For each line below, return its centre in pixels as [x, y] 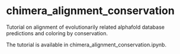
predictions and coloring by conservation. [57, 33]
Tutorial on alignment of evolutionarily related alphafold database [85, 27]
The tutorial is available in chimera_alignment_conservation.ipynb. [86, 45]
